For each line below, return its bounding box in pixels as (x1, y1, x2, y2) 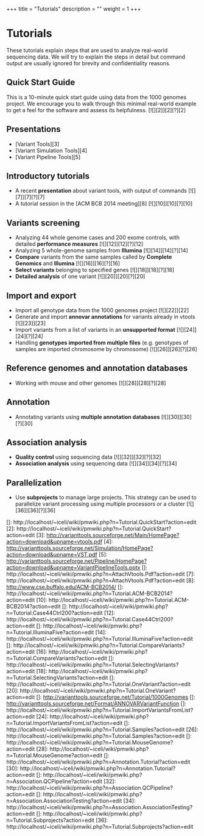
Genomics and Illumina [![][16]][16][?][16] (15, 260, 121, 267)
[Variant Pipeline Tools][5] (15, 153, 81, 160)
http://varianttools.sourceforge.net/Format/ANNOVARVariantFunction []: (6, 700, 187, 707)
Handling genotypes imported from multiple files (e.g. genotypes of (15, 339, 189, 346)
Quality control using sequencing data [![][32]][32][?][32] (15, 454, 161, 461)
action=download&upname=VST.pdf (6, 551, 97, 559)
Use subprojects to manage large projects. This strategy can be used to (15, 494, 197, 501)
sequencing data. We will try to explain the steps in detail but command (6, 53, 186, 60)
